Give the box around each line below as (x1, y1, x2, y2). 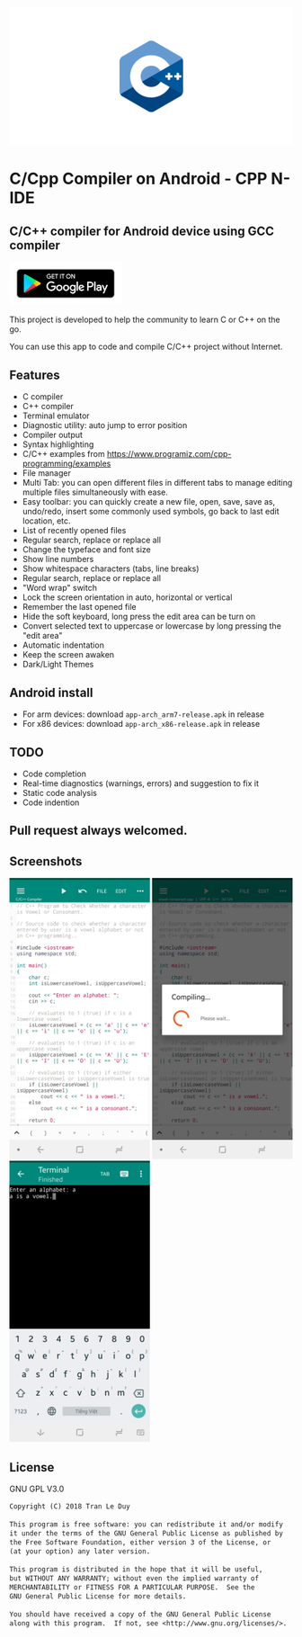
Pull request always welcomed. (9, 823, 188, 838)
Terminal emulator (22, 410, 90, 421)
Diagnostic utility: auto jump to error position (22, 420, 188, 431)
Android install (9, 684, 93, 700)
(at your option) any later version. (9, 1546, 151, 1556)
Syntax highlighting (22, 439, 94, 450)
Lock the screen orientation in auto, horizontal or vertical (22, 592, 233, 603)
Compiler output (22, 430, 84, 441)
